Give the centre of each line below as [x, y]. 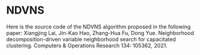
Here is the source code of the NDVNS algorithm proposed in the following [98, 27]
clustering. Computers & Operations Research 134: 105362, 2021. [87, 46]
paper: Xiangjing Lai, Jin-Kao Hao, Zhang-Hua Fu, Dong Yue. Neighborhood [100, 33]
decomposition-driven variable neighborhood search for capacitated [91, 39]
